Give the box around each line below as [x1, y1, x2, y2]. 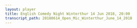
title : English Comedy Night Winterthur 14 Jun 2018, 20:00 [5, 11, 131, 16]
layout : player [5, 7, 36, 12]
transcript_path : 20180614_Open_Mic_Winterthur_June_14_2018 [5, 16, 133, 20]
